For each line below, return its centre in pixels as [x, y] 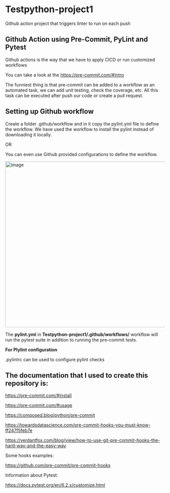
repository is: [27, 383]
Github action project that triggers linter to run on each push [68, 23]
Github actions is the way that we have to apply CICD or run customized [80, 59]
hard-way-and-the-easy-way [36, 446]
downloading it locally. [29, 134]
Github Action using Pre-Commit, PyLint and [77, 39]
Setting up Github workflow [50, 112]
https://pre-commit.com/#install [38, 395]
